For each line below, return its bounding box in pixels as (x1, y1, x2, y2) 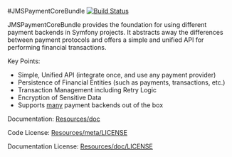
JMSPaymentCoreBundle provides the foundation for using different (7, 21, 207, 28)
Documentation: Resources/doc (7, 114, 101, 123)
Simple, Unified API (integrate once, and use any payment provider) (17, 71, 216, 79)
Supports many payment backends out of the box (17, 101, 164, 109)
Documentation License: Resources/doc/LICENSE (7, 142, 153, 151)
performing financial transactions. (7, 43, 107, 51)
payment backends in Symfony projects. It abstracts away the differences (7, 28, 223, 36)
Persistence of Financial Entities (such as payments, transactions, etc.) (17, 78, 226, 87)
